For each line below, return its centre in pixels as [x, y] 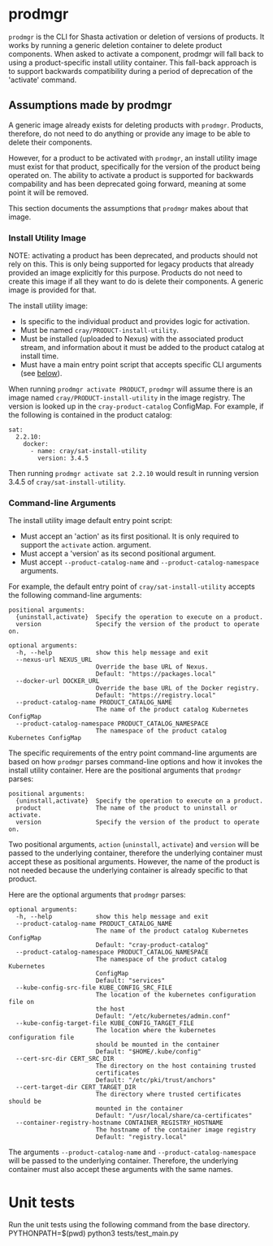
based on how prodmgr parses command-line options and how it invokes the [135, 762]
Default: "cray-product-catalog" [152, 945]
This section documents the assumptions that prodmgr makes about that [128, 208]
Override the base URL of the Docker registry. [178, 688]
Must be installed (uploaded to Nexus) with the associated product [132, 339]
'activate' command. [43, 80]
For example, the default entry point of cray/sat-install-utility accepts [132, 586]
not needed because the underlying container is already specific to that [128, 871]
